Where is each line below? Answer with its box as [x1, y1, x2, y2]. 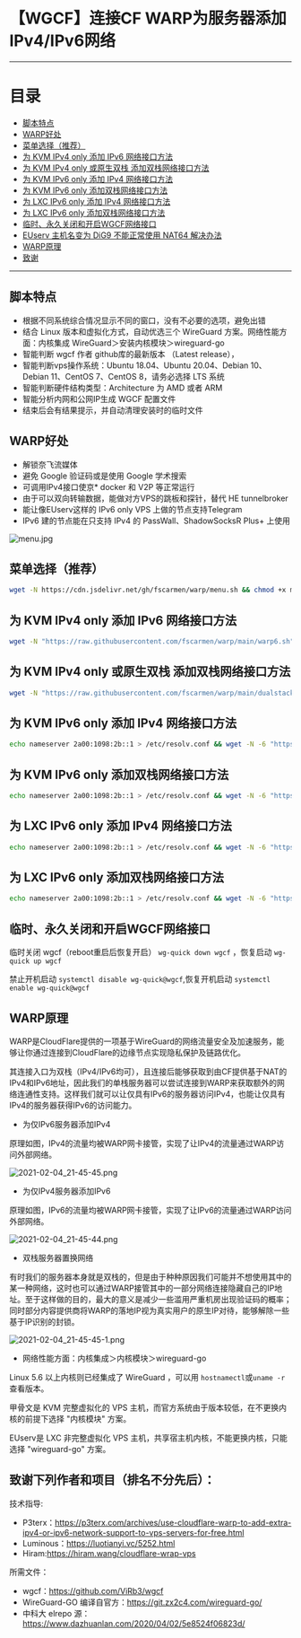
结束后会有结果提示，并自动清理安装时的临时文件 [21, 405, 203, 416]
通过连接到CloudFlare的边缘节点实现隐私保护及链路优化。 [32, 1047, 246, 1057]
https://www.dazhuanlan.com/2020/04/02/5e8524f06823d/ [21, 1617, 245, 1629]
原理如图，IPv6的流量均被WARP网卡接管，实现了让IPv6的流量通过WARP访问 [9, 1204, 292, 1215]
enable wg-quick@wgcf [9, 984, 90, 993]
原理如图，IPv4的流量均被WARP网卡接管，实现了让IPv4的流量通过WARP [9, 1137, 277, 1149]
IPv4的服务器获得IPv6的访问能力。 [9, 1099, 137, 1110]
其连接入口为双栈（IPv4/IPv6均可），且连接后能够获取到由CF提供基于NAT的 [9, 1065, 288, 1077]
